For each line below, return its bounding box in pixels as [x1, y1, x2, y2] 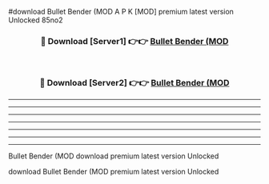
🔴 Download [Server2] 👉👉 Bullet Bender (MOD [39, 78, 230, 89]
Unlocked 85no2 [8, 15, 63, 25]
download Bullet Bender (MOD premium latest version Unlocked [8, 166, 219, 176]
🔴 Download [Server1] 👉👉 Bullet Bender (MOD [40, 35, 229, 46]
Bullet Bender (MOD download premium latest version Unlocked [8, 151, 219, 161]
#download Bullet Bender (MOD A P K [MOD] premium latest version [8, 7, 235, 16]
